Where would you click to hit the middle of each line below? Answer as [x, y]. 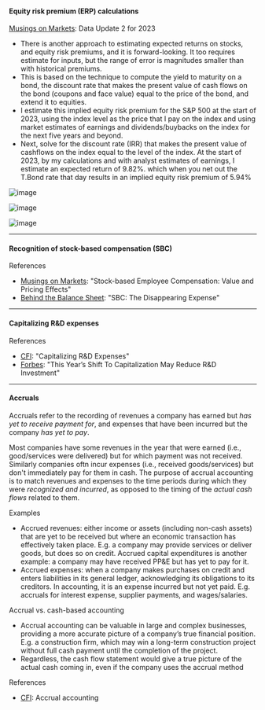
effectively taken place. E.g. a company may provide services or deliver [136, 544]
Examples [25, 513]
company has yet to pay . [49, 432]
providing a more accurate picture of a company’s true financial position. [138, 634]
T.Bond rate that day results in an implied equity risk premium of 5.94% [136, 178]
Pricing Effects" [46, 289]
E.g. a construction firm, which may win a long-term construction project [138, 642]
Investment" [40, 373]
